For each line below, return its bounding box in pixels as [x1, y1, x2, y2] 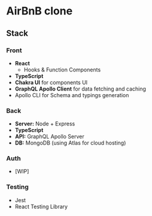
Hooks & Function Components [23, 66, 101, 73]
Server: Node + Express [14, 120, 75, 127]
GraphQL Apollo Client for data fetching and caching [14, 85, 147, 92]
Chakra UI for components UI [14, 79, 88, 86]
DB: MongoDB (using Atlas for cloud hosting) [14, 139, 126, 146]
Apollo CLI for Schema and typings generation [14, 91, 129, 98]
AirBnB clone [6, 4, 73, 18]
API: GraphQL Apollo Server [14, 133, 85, 140]
